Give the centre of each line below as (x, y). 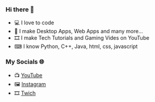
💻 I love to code (34, 23)
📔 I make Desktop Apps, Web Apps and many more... (78, 31)
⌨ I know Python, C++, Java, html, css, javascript (76, 46)
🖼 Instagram (30, 84)
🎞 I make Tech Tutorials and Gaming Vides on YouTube (82, 38)
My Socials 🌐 (25, 62)
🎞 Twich (25, 93)
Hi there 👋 (20, 9)
